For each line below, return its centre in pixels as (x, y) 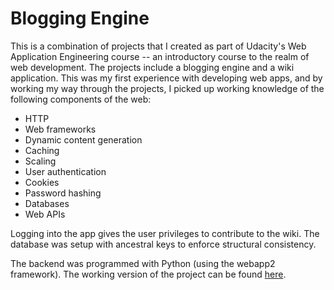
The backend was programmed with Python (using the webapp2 (143, 263)
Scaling (40, 161)
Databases (47, 203)
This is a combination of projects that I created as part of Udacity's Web (158, 46)
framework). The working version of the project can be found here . (148, 274)
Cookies (42, 182)
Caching (42, 150)
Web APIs (45, 214)
